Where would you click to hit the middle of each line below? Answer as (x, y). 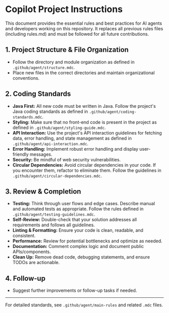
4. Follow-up (25, 278)
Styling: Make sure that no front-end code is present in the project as (84, 122)
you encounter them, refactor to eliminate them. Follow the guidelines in (87, 170)
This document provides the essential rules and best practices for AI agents (84, 23)
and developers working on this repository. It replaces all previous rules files (84, 28)
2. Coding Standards (38, 94)
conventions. (26, 78)
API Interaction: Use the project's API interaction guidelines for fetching (87, 133)
